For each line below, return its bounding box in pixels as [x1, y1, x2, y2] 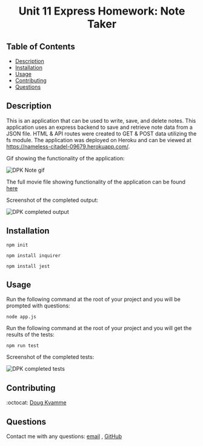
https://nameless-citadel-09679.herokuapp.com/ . [6, 143, 130, 150]
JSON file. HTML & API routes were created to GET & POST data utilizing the [6, 129, 197, 137]
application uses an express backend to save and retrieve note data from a [6, 123, 193, 131]
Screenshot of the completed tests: [6, 354, 95, 361]
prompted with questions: [6, 302, 71, 309]
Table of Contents [6, 41, 76, 52]
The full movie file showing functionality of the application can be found [6, 178, 186, 185]
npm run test [6, 343, 39, 349]
